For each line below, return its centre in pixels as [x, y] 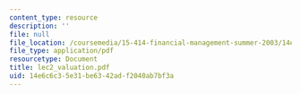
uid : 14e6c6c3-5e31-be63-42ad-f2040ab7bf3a [92, 76]
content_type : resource [54, 17]
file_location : [38, 43]
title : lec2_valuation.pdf [60, 68]
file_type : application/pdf [62, 51]
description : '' [39, 26]
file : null [30, 34]
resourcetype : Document [54, 59]
